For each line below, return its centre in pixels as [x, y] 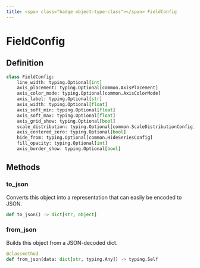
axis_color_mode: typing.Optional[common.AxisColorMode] [89, 94]
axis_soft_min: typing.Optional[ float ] [66, 110]
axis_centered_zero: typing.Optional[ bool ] [72, 132]
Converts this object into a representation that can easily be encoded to [94, 197]
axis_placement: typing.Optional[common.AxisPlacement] [88, 88]
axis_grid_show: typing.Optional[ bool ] [66, 121]
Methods [23, 167]
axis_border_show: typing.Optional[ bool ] [69, 149]
